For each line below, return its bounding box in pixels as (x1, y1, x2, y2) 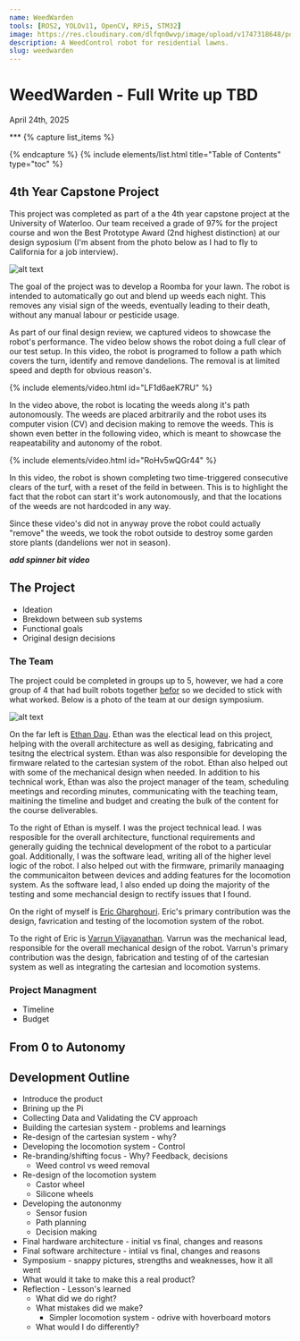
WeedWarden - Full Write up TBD (9, 85, 259, 106)
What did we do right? (35, 1294, 118, 1304)
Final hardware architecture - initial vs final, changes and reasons (21, 1236, 263, 1247)
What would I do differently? (35, 1321, 140, 1333)
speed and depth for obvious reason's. (9, 364, 152, 376)
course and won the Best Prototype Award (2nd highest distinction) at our (9, 227, 280, 238)
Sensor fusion (35, 1208, 87, 1218)
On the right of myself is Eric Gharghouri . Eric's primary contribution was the (9, 905, 291, 917)
